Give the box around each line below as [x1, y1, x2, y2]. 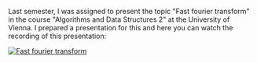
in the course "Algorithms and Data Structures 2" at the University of [8, 15, 230, 24]
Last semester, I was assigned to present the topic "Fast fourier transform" [8, 7, 250, 16]
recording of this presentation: [8, 31, 107, 40]
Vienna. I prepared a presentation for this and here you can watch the [8, 23, 233, 32]
